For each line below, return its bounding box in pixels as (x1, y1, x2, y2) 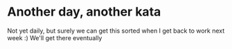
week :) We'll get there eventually (7, 33, 102, 42)
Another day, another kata (7, 4, 161, 20)
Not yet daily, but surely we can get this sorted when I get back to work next (7, 27, 225, 35)
